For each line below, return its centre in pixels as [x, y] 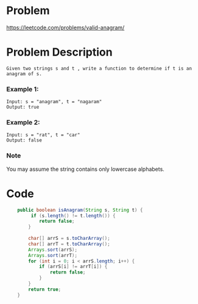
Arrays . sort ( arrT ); [53, 255]
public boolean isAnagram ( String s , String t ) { [80, 210]
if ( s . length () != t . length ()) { [73, 215]
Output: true [23, 107]
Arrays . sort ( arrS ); [53, 250]
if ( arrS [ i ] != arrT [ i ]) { [73, 267]
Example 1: [23, 89]
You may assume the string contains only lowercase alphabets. [85, 169]
